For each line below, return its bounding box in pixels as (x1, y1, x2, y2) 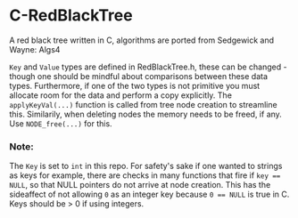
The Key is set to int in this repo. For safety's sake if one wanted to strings (9, 161, 283, 172)
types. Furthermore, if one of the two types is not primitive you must (9, 80, 261, 91)
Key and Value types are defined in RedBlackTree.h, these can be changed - (9, 61, 287, 72)
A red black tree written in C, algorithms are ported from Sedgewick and (9, 35, 275, 45)
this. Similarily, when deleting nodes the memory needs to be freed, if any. (9, 109, 283, 119)
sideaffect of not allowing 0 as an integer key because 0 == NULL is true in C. (9, 189, 290, 200)
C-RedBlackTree (9, 5, 133, 26)
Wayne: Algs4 (9, 44, 61, 54)
